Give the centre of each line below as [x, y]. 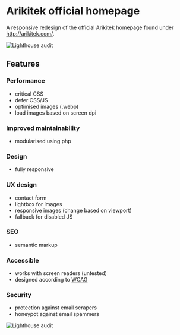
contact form [31, 198]
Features [23, 64]
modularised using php [43, 141]
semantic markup [36, 245]
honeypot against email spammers [57, 314]
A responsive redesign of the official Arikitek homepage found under [90, 27]
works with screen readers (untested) [61, 273]
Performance [26, 81]
